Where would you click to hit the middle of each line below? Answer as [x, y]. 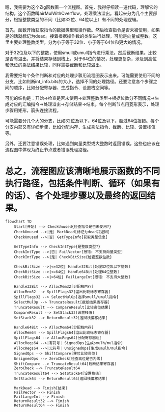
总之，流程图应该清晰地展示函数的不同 [83, 171]
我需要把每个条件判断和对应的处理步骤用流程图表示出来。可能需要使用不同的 [82, 75]
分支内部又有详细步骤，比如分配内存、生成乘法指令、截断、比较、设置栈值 [80, 127]
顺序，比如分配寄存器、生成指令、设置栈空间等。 [63, 88]
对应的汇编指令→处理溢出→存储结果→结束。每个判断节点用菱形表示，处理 [84, 104]
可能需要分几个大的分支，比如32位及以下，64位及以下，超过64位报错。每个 [82, 121]
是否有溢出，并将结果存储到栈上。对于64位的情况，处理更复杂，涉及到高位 [81, 59]
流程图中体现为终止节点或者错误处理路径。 [48, 150]
